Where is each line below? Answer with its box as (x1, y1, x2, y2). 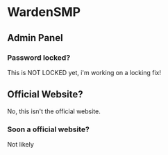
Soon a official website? (7, 124, 90, 134)
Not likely (7, 140, 35, 148)
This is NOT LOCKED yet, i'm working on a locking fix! (7, 68, 162, 76)
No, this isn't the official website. (7, 107, 101, 115)
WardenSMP (7, 4, 81, 20)
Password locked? (7, 53, 71, 63)
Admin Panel (7, 32, 64, 44)
